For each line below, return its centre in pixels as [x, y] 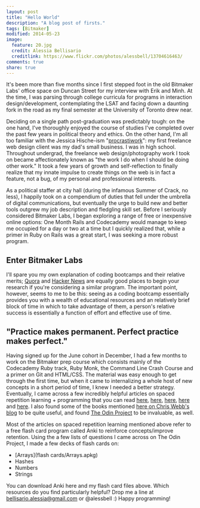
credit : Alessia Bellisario [47, 51]
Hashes [24, 461]
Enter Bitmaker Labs [44, 260]
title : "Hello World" [33, 17]
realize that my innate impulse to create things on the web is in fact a [91, 173]
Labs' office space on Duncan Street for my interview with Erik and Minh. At [99, 91]
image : [14, 40]
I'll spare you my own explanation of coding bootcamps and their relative [96, 275]
